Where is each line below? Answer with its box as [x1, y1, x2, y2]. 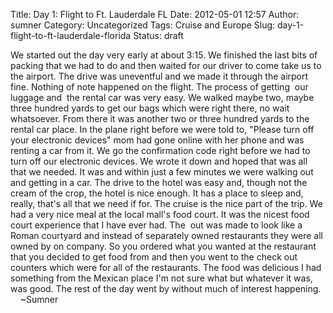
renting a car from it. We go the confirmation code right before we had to [10, 145, 311, 156]
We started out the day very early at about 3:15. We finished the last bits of [10, 49, 318, 61]
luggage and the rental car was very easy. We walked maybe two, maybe [10, 92, 315, 103]
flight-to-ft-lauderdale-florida [10, 30, 132, 41]
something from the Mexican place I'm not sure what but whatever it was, [10, 272, 313, 284]
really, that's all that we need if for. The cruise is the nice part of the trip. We [10, 198, 323, 209]
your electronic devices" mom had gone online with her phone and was [10, 134, 305, 146]
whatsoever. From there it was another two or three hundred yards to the [10, 113, 310, 124]
